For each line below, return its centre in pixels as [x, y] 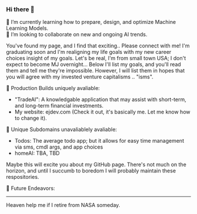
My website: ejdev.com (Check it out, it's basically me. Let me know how [102, 112]
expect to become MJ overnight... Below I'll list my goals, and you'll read [94, 64]
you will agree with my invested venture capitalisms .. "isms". [80, 77]
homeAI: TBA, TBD [37, 153]
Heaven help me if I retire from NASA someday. [63, 205]
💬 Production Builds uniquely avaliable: [53, 88]
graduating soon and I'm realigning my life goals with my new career [89, 52]
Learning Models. [27, 28]
